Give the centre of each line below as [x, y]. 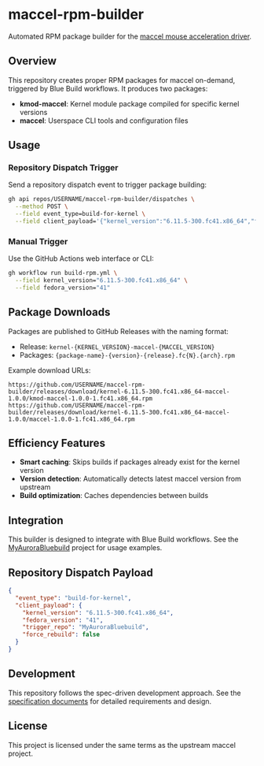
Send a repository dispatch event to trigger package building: [107, 185]
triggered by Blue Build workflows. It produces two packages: [108, 88]
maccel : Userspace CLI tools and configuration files [104, 121]
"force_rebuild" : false [61, 635]
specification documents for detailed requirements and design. [110, 701]
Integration [36, 521]
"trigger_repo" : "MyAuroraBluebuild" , [86, 627]
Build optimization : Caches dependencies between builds [114, 496]
